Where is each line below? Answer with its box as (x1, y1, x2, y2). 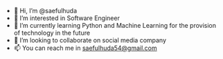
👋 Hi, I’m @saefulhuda (13, 7, 78, 15)
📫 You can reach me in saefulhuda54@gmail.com (13, 44, 157, 52)
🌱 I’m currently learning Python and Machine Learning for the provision (13, 22, 217, 29)
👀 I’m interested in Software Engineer (13, 14, 120, 22)
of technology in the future (13, 28, 91, 37)
